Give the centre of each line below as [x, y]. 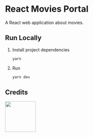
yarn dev [21, 77]
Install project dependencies [41, 49]
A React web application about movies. [45, 23]
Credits [17, 92]
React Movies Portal [47, 9]
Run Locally [23, 38]
